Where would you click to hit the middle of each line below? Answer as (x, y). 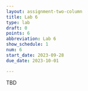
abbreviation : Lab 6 (31, 39)
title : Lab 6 (22, 17)
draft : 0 (17, 28)
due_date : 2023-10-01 (33, 60)
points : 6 (18, 33)
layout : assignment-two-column (44, 11)
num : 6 (14, 50)
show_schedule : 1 (27, 45)
